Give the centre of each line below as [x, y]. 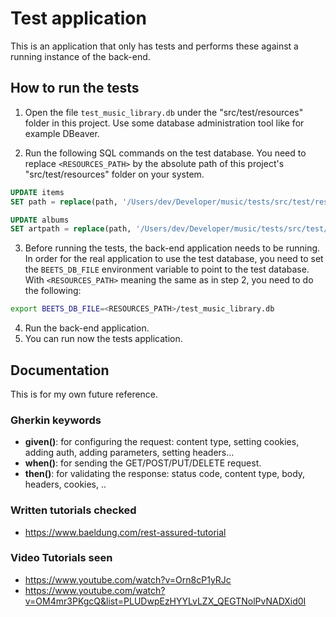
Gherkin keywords [56, 420]
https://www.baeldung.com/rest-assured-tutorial [125, 532]
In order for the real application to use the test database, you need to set [174, 259]
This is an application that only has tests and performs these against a [154, 46]
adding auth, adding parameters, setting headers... [129, 453]
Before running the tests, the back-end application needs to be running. [172, 248]
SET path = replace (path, [64, 202]
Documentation [60, 370]
